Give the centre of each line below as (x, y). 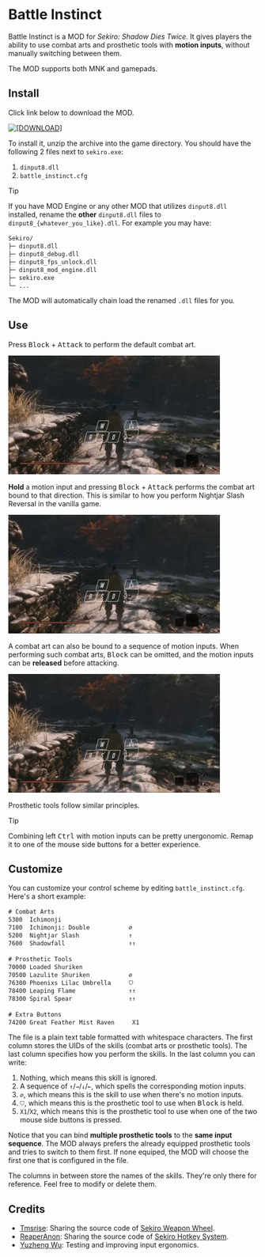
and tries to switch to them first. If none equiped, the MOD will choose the (129, 1152)
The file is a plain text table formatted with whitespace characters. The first (131, 1037)
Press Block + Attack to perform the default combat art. (102, 344)
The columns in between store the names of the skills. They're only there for (132, 1176)
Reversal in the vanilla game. (55, 503)
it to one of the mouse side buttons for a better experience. (104, 844)
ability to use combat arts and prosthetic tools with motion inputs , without (129, 44)
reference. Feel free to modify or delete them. (82, 1184)
